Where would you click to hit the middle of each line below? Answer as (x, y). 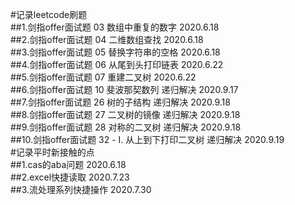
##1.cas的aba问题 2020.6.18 (68, 164)
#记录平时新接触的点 (52, 152)
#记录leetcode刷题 (49, 14)
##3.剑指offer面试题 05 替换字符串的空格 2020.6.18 (115, 52)
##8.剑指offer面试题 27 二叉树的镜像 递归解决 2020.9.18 (125, 114)
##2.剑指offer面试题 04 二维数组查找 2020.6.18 (107, 39)
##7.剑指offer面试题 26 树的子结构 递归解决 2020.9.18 (120, 102)
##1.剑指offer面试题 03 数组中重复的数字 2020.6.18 (115, 27)
